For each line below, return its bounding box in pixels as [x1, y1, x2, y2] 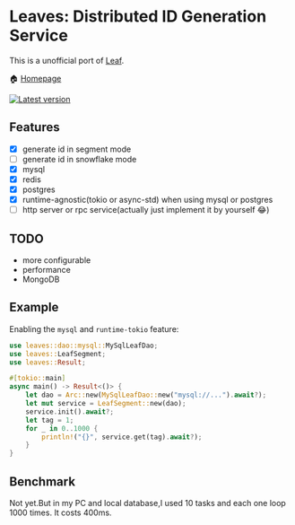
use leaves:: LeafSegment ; [9, 349, 106, 358]
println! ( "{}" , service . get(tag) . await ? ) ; [41, 433, 203, 442]
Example [9, 300, 59, 315]
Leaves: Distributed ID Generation [9, 6, 267, 27]
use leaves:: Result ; [9, 357, 87, 367]
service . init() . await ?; [25, 407, 115, 416]
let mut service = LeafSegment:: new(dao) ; [25, 399, 187, 408]
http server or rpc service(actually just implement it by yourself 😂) [22, 205, 270, 215]
